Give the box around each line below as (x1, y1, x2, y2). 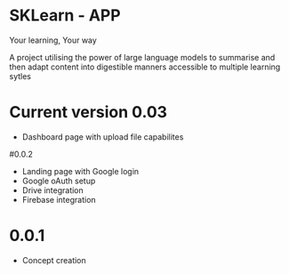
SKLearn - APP (9, 5, 122, 26)
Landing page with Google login (21, 165, 140, 176)
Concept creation (21, 254, 86, 265)
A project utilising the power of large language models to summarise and (9, 52, 276, 62)
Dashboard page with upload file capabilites (21, 131, 184, 142)
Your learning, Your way (9, 35, 98, 45)
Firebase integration (21, 194, 96, 205)
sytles (9, 70, 31, 81)
